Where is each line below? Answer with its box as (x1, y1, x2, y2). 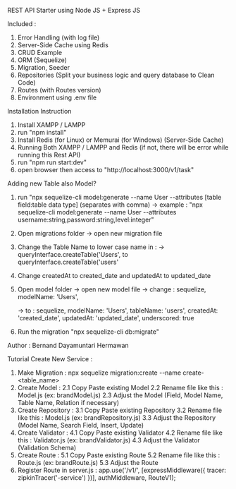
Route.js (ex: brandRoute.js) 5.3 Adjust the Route (17, 459, 159, 466)
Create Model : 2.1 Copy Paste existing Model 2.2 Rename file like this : (17, 384, 223, 392)
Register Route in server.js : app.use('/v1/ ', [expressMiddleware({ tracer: (17, 466, 227, 474)
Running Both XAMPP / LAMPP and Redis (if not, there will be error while (17, 143, 229, 151)
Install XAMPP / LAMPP (17, 121, 86, 129)
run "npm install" (17, 128, 67, 136)
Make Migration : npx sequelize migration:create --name (17, 368, 182, 377)
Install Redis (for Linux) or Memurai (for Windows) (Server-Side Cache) (17, 135, 224, 144)
